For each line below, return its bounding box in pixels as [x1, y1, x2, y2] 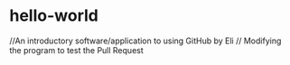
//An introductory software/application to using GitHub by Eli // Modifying [9, 35, 282, 46]
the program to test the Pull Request [9, 44, 145, 55]
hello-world [9, 5, 99, 26]
